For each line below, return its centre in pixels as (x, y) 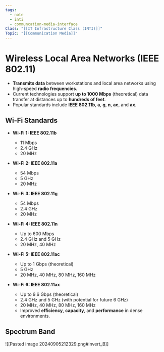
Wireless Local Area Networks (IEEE (82, 58)
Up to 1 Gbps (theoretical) (47, 264)
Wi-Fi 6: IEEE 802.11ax (36, 284)
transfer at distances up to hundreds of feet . (59, 99)
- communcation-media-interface (44, 24)
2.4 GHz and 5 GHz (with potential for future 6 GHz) (74, 299)
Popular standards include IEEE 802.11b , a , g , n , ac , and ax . (74, 105)
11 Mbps (29, 143)
